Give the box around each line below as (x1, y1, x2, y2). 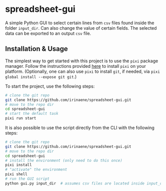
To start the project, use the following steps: (5, 83, 95, 89)
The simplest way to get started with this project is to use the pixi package (5, 58, 158, 64)
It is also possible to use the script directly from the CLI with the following (5, 125, 155, 131)
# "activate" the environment (5, 167, 68, 172)
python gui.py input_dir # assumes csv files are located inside (5, 181, 145, 186)
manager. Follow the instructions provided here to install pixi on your (5, 63, 146, 69)
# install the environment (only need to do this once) (5, 158, 123, 163)
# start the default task (5, 111, 58, 116)
